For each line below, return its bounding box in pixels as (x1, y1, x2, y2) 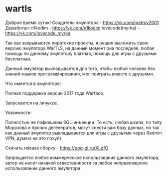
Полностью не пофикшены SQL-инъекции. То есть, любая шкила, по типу (5, 119, 162, 125)
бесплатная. (5, 55, 31, 61)
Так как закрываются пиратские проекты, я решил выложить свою (5, 39, 149, 45)
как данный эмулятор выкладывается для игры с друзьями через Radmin (5, 129, 162, 135)
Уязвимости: (5, 109, 32, 115)
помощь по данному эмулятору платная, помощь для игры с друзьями (5, 50, 157, 56)
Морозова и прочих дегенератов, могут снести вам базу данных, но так (5, 124, 160, 130)
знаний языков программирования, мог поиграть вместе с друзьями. (5, 70, 155, 76)
